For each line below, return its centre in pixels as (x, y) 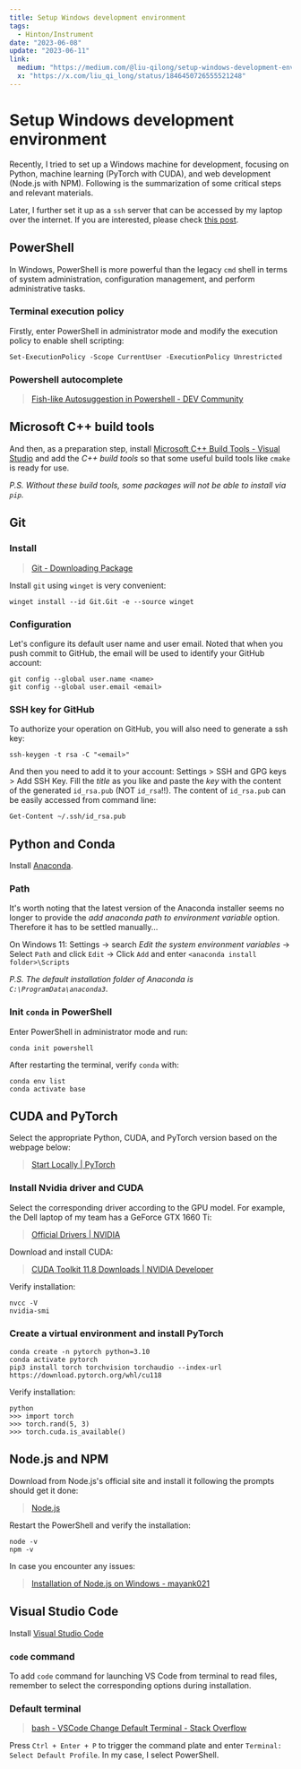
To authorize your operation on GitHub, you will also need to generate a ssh (149, 729)
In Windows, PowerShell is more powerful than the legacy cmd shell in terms (149, 269)
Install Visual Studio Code (57, 1633)
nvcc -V (24, 1303)
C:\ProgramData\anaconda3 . (59, 989)
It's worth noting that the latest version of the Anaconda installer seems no (147, 908)
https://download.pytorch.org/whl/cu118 (86, 1376)
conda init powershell (52, 1048)
